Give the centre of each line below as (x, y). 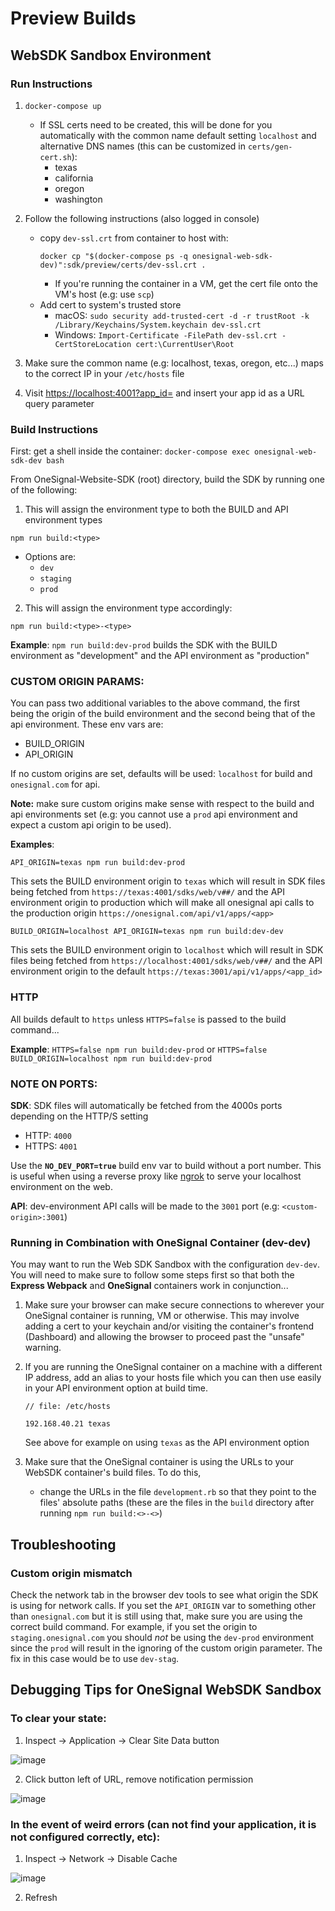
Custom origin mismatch (71, 1573)
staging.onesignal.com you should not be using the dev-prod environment (162, 1638)
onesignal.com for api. (55, 784)
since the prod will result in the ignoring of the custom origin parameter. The (166, 1648)
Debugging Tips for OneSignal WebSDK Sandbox (166, 1690)
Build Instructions (54, 429)
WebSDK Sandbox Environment (111, 55)
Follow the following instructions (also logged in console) (142, 218)
